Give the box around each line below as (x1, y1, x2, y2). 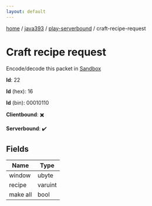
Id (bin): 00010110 (6, 99, 49, 106)
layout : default (6, 8, 46, 15)
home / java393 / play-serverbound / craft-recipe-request (6, 25, 146, 32)
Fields (6, 144, 29, 154)
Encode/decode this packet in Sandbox (6, 65, 102, 72)
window (9, 171, 31, 180)
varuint (37, 181, 57, 189)
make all (9, 191, 32, 199)
